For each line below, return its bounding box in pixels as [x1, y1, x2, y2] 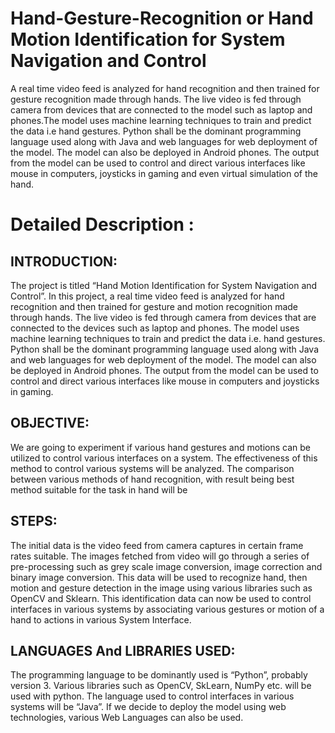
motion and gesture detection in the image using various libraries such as [10, 582, 313, 594]
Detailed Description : [10, 213, 195, 236]
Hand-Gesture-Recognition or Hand [10, 7, 314, 30]
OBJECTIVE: [10, 415, 90, 432]
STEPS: [10, 513, 58, 530]
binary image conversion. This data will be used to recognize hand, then [10, 571, 308, 583]
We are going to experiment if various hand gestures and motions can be [10, 441, 311, 453]
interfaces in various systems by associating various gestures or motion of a [10, 603, 325, 615]
